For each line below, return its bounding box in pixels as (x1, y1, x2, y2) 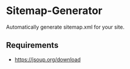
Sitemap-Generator (6, 4, 102, 18)
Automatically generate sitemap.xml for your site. (6, 23, 125, 30)
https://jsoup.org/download (14, 56, 81, 63)
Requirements (6, 40, 59, 50)
